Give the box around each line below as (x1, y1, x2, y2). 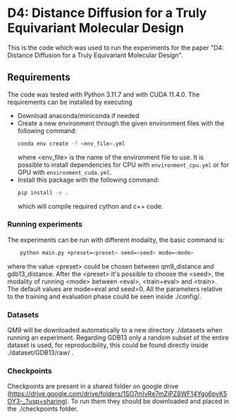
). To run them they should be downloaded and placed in (65, 397, 230, 406)
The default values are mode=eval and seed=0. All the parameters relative (7, 284, 223, 293)
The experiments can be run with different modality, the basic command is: (7, 235, 225, 244)
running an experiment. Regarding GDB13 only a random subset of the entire (7, 333, 229, 342)
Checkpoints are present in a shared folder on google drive (7, 382, 179, 390)
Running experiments (7, 219, 83, 229)
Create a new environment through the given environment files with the (17, 119, 225, 127)
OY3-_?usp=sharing (7, 397, 66, 406)
